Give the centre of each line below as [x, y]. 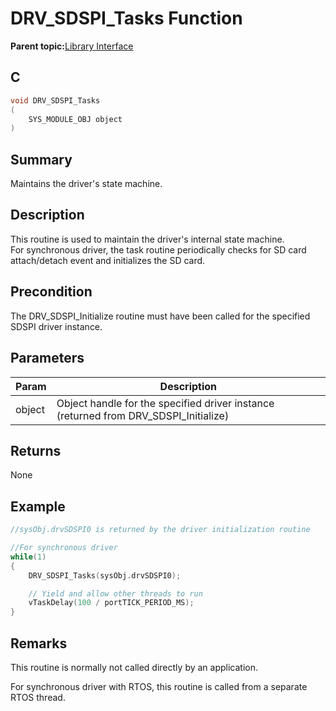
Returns [36, 450]
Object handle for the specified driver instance [165, 403]
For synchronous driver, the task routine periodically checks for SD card [158, 249]
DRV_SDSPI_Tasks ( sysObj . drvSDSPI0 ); [105, 575]
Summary [41, 159]
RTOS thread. [38, 697]
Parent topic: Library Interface [72, 46]
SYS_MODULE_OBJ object [75, 119]
